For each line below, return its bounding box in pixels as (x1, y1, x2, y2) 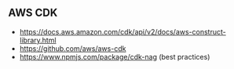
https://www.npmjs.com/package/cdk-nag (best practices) (19, 52, 210, 61)
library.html (19, 35, 57, 45)
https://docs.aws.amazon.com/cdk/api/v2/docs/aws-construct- (19, 27, 226, 36)
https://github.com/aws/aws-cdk (19, 43, 126, 53)
